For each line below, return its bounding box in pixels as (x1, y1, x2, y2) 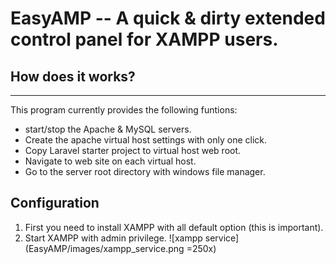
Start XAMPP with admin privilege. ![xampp (24, 232, 203, 244)
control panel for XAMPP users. (10, 28, 279, 51)
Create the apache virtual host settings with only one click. (24, 134, 268, 146)
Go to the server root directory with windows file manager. (24, 166, 266, 177)
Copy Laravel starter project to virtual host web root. (24, 145, 242, 156)
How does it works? (10, 68, 136, 85)
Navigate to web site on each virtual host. (24, 155, 197, 167)
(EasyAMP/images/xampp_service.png (24, 242, 185, 254)
